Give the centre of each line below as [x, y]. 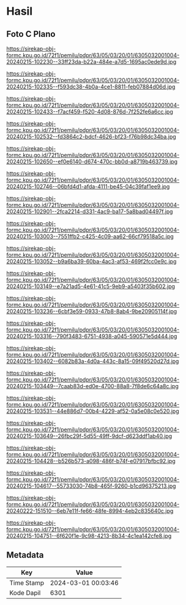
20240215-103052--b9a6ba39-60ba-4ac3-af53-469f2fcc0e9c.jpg [91, 261]
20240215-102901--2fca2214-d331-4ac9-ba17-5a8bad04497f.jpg [90, 211]
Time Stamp [27, 583]
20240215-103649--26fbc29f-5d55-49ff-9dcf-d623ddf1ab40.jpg [89, 436]
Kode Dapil [25, 593]
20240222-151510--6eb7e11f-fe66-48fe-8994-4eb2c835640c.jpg [90, 511]
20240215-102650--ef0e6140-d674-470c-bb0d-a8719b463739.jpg [92, 162]
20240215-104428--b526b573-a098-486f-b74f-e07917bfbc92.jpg [91, 461]
